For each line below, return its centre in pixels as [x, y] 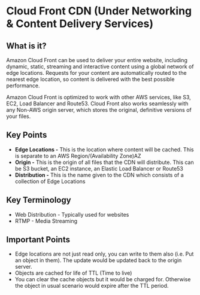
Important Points [38, 240]
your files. [19, 116]
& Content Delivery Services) [80, 24]
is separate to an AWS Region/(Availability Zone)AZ [78, 156]
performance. [23, 86]
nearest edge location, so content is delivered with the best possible [90, 79]
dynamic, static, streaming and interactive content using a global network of [100, 66]
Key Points [27, 135]
